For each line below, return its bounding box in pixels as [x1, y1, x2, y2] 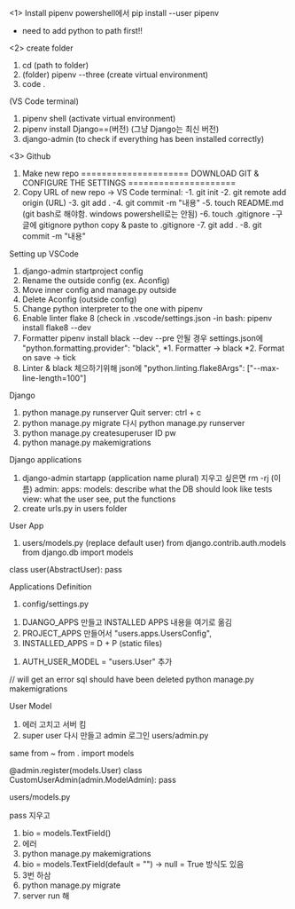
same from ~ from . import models [9, 748, 135, 758]
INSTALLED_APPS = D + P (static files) [21, 638, 163, 648]
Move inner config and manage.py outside [21, 285, 177, 295]
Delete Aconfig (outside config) [21, 294, 137, 304]
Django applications [9, 454, 82, 464]
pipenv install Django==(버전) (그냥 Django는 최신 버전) [21, 123, 220, 134]
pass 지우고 [9, 810, 50, 820]
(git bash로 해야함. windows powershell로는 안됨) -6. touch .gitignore [21, 209, 270, 219]
